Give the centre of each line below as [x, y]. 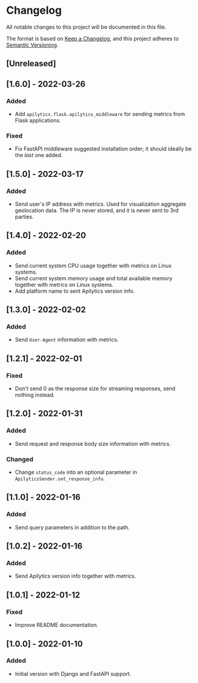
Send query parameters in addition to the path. [72, 527]
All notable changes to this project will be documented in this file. [86, 27]
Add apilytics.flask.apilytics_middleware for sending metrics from [100, 114]
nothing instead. [35, 395]
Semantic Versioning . [32, 45]
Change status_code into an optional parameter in [76, 472]
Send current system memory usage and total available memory [94, 278]
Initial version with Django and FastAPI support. [73, 673]
